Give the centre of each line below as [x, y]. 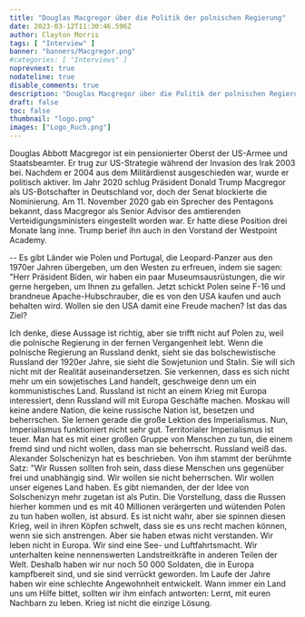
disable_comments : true [54, 85]
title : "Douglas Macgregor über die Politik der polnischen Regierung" [148, 18]
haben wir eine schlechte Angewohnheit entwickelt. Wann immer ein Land [148, 583]
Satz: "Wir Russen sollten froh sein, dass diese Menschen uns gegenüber [147, 468]
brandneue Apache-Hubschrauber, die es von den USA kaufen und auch [145, 296]
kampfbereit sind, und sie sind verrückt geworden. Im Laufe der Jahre [140, 574]
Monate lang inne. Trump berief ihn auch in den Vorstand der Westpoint [143, 230]
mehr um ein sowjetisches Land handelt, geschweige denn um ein [133, 381]
